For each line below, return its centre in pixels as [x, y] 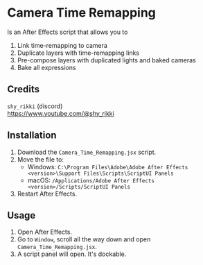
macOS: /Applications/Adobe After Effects [91, 180]
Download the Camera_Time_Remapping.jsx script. [87, 152]
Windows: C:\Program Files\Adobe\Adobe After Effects [108, 166]
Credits [24, 89]
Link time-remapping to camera [62, 45]
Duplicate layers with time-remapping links [78, 53]
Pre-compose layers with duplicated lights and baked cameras [106, 60]
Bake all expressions [46, 67]
